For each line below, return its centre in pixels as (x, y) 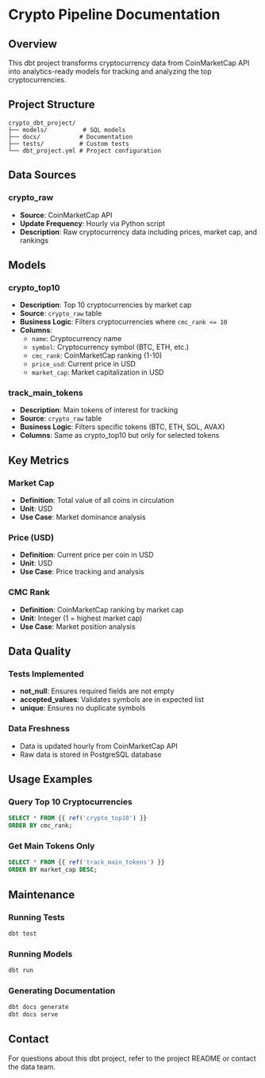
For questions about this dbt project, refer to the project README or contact (132, 1058)
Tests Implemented (46, 674)
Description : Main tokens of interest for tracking (99, 410)
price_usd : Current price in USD (84, 364)
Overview (33, 44)
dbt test (23, 934)
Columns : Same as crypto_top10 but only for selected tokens (119, 435)
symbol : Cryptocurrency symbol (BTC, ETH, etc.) (110, 347)
